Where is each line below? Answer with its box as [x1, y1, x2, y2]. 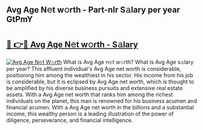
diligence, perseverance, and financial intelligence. [6, 117, 133, 123]
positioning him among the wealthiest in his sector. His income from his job [6, 72, 194, 79]
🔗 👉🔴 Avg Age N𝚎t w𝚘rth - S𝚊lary [6, 39, 138, 50]
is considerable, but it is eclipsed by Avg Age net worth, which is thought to [6, 78, 195, 85]
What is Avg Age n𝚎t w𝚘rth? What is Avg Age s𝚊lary [63, 59, 194, 65]
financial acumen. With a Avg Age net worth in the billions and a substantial [6, 104, 194, 111]
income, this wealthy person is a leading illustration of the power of [6, 110, 174, 117]
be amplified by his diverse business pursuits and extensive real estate [6, 85, 183, 91]
